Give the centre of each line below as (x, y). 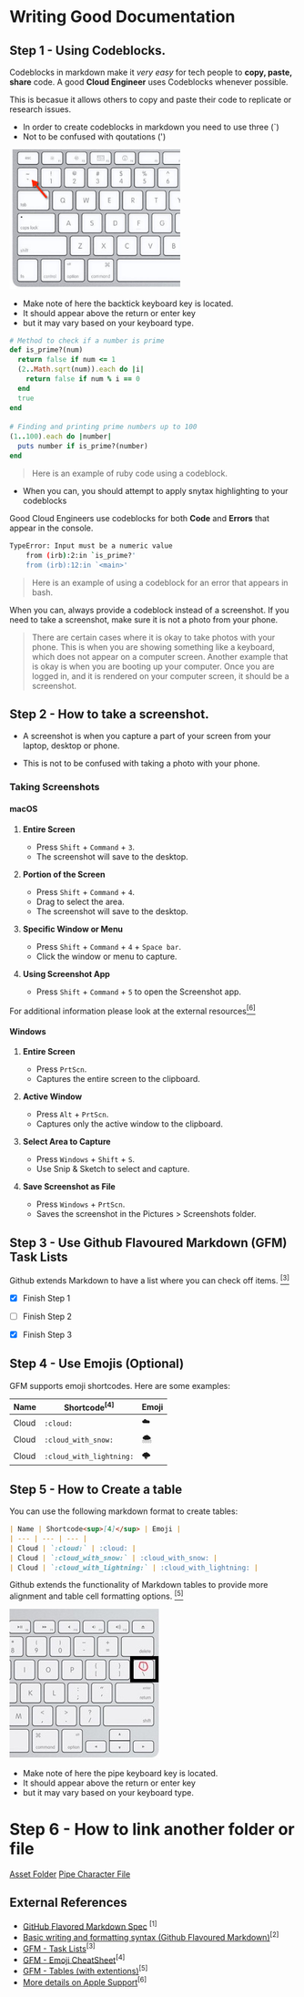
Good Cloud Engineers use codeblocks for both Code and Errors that (140, 518)
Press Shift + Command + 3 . (85, 847)
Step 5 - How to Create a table (96, 1489)
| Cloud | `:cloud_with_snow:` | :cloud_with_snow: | (114, 1558)
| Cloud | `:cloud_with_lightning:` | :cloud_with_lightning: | (134, 1568)
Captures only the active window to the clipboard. (129, 1124)
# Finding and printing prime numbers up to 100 (103, 427)
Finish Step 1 (46, 1298)
